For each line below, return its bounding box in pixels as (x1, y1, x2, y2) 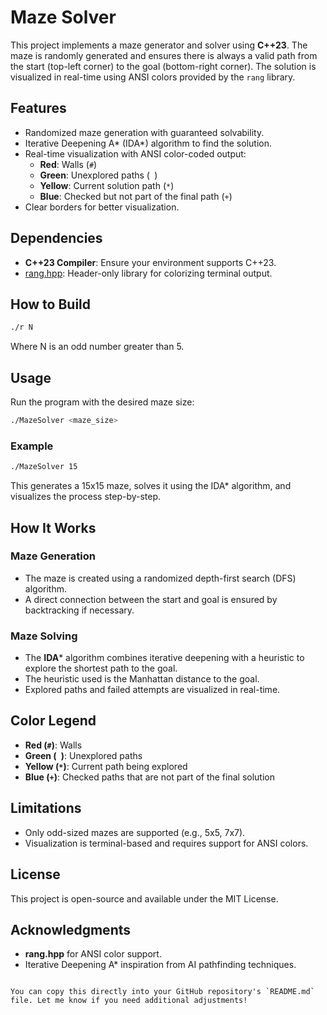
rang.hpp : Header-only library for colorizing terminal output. (24, 267, 273, 279)
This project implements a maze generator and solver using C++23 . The (10, 39, 308, 51)
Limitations (10, 800, 82, 817)
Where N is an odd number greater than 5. (10, 341, 185, 353)
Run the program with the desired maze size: (10, 396, 195, 408)
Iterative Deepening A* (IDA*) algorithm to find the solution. (24, 137, 272, 149)
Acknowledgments (10, 921, 132, 938)
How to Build (10, 296, 92, 313)
